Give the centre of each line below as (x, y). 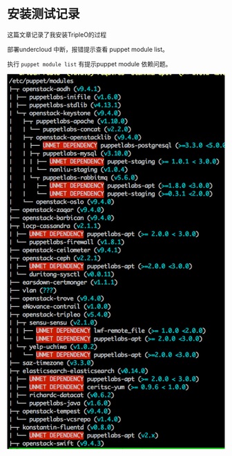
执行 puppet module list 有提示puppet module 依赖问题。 (89, 64)
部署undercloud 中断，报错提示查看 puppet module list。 (88, 49)
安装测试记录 (44, 14)
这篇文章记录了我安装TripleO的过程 (57, 35)
